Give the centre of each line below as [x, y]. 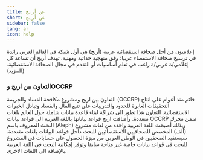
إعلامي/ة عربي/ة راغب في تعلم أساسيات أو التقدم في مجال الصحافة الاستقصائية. [98, 65]
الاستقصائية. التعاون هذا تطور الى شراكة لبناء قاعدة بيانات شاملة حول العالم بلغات [98, 112]
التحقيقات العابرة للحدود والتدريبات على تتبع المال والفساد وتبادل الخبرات [88, 106]
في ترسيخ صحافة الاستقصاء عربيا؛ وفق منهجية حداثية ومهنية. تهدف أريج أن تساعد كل [101, 58]
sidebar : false [26, 23]
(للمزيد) [16, 71]
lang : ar [18, 29]
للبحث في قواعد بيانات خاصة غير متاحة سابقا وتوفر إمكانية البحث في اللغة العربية [97, 144]
